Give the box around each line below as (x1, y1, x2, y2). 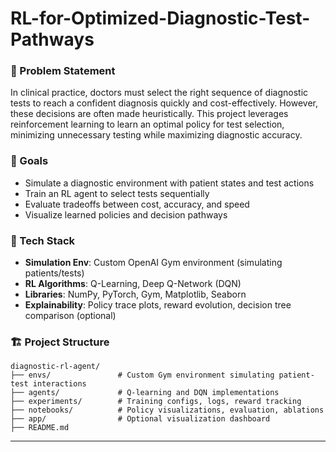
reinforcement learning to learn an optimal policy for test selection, (10, 118, 285, 131)
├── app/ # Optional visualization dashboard (10, 414, 271, 424)
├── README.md (10, 423, 70, 433)
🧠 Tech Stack (10, 233, 76, 247)
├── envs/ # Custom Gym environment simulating (10, 370, 275, 381)
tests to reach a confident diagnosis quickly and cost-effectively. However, (10, 97, 319, 109)
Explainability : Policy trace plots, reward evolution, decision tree (24, 299, 292, 311)
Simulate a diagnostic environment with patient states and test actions (24, 177, 315, 189)
